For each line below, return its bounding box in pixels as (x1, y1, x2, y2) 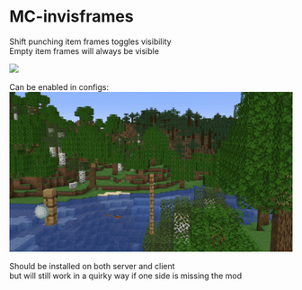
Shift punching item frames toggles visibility (9, 36, 173, 47)
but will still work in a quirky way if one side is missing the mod (9, 270, 243, 281)
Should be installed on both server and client (9, 260, 175, 271)
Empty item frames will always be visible (9, 45, 160, 56)
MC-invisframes (9, 6, 134, 27)
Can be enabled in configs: (9, 81, 110, 92)
